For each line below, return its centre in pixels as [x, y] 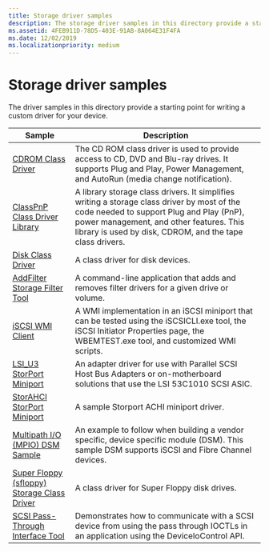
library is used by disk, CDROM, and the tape [159, 232]
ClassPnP [30, 207]
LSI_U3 [26, 364]
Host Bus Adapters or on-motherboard [148, 374]
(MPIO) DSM [36, 445]
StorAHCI [30, 397]
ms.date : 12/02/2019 [43, 38]
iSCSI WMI [32, 326]
